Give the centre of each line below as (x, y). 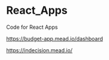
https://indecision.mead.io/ (40, 50)
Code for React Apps (32, 27)
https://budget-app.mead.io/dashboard (55, 38)
